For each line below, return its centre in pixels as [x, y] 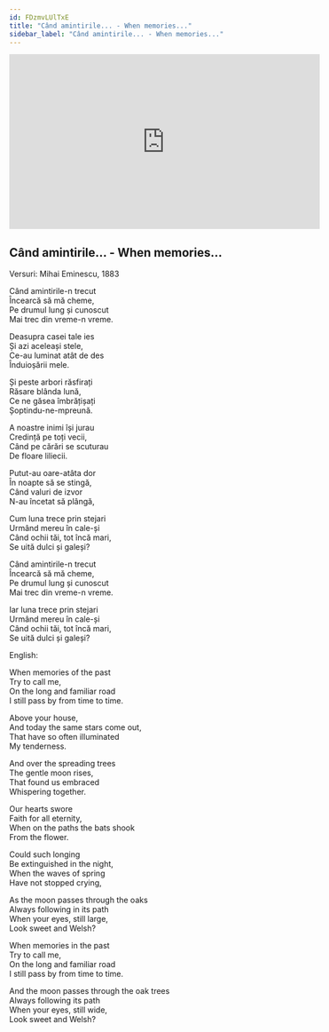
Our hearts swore [41, 809]
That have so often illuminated [64, 737]
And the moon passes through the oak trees [90, 991]
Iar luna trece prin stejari [54, 610]
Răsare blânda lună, [45, 392]
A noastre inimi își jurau [52, 428]
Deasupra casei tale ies [52, 337]
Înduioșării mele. [39, 365]
